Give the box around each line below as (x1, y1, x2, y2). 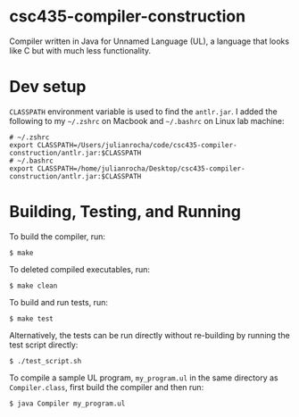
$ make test (9, 314, 54, 323)
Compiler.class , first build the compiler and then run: (9, 381, 204, 392)
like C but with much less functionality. (9, 45, 152, 55)
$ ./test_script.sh (9, 356, 82, 365)
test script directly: (9, 339, 79, 350)
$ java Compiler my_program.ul (9, 399, 126, 408)
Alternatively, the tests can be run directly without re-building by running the (9, 329, 290, 340)
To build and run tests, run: (9, 296, 109, 307)
